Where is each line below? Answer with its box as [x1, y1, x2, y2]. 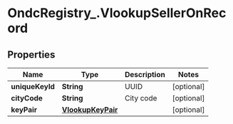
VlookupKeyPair [61, 105, 118, 115]
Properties [7, 48, 56, 61]
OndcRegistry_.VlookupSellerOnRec [7, 5, 227, 21]
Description [124, 70, 165, 79]
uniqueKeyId [11, 82, 56, 91]
